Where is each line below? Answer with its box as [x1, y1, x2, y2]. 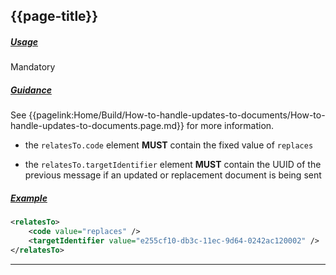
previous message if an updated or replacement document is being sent [24, 169, 322, 181]
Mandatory [10, 61, 56, 73]
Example [10, 192, 48, 204]
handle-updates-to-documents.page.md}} [10, 120, 185, 132]
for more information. [186, 120, 275, 132]
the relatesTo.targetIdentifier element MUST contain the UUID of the [24, 159, 322, 171]
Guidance [10, 84, 52, 96]
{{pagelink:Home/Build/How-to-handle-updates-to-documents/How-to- [28, 109, 326, 121]
